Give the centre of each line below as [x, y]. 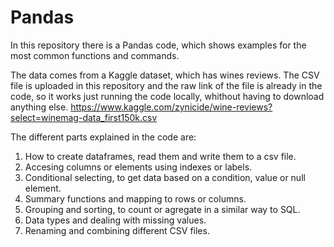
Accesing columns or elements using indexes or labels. [138, 167]
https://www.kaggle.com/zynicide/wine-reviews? [171, 107]
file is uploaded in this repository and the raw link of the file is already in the [166, 85]
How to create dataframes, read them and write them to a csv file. [160, 156]
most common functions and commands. [95, 55]
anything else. [39, 107]
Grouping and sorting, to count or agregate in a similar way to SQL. [162, 209]
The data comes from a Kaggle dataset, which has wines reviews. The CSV [165, 75]
